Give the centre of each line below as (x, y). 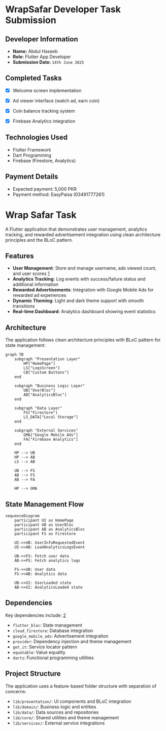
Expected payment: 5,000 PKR (45, 189)
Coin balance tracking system (44, 111)
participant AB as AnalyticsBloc (50, 530)
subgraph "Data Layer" (38, 408)
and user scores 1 (31, 273)
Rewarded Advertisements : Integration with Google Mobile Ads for (83, 290)
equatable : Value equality (39, 652)
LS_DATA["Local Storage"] (51, 417)
